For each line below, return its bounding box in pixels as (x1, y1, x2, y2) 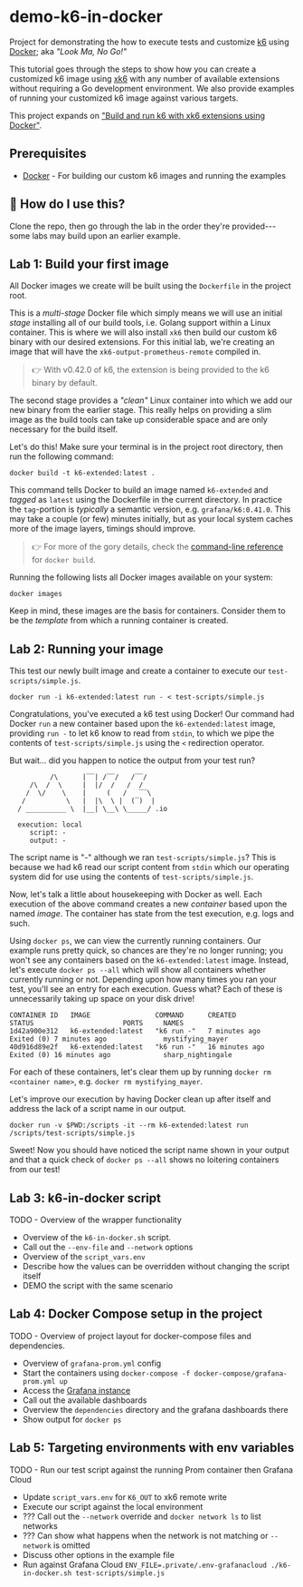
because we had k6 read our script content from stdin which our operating (9, 862, 289, 873)
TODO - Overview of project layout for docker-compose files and (9, 1330, 251, 1341)
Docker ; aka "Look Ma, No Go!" (9, 45, 128, 56)
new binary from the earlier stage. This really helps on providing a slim (9, 405, 272, 416)
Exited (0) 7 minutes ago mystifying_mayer (9, 1034, 229, 1044)
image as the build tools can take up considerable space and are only (9, 415, 269, 426)
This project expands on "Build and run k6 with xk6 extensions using (9, 110, 265, 121)
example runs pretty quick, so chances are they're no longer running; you (9, 945, 283, 956)
